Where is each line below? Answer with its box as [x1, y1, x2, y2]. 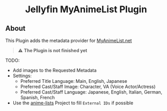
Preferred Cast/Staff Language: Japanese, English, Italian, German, [20, 89, 162, 95]
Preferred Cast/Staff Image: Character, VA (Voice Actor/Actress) [20, 83, 156, 90]
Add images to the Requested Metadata [12, 68, 97, 73]
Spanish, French [20, 95, 55, 100]
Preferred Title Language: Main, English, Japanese [20, 78, 128, 84]
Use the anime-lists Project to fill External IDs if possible [12, 100, 134, 106]
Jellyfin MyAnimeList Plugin [25, 4, 148, 15]
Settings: [12, 73, 32, 79]
